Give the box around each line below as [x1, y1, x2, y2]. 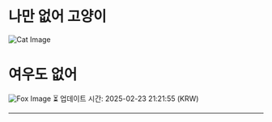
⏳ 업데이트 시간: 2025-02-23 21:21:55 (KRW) [52, 94, 199, 103]
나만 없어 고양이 [8, 7, 107, 26]
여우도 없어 [8, 65, 78, 84]
